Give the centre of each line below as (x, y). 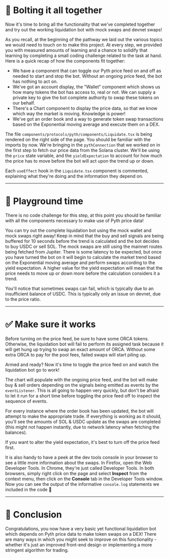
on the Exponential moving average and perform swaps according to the (80, 263)
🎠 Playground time (44, 201)
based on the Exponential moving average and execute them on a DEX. (86, 124)
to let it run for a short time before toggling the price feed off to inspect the (82, 395)
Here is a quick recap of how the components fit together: (65, 61)
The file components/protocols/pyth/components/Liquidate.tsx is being (79, 134)
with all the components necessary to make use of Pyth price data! (74, 220)
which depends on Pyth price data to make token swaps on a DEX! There (81, 534)
